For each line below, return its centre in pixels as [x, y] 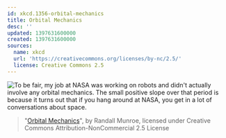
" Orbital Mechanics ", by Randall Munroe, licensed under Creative [117, 120]
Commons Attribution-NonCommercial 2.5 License [97, 128]
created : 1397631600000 [42, 40]
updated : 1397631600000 [42, 33]
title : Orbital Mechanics [45, 20]
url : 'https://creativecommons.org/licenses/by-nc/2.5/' [98, 59]
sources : [20, 46]
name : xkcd [29, 53]
